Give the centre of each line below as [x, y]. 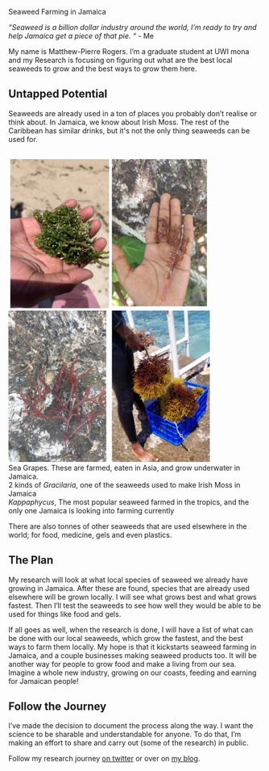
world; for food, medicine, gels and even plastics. [90, 534]
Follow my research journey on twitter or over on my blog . [104, 759]
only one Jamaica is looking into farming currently [91, 510]
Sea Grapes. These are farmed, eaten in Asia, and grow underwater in [124, 467]
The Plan [31, 560]
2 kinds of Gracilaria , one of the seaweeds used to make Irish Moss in [124, 484]
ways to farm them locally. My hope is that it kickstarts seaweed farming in [132, 647]
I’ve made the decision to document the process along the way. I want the [131, 726]
